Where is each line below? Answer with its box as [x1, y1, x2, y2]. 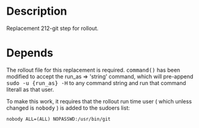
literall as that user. [6, 86, 54, 93]
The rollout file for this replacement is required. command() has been [6, 66, 181, 73]
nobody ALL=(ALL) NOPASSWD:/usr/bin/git [6, 116, 111, 122]
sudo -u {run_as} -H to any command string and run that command [6, 79, 186, 86]
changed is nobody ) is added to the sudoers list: [6, 104, 130, 111]
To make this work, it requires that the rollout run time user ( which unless [6, 97, 192, 105]
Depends [6, 46, 53, 60]
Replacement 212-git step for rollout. [6, 24, 99, 32]
